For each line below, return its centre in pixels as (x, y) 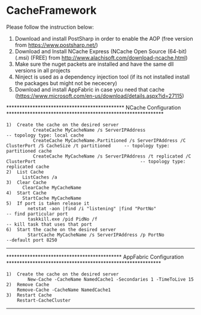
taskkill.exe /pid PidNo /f (63, 219)
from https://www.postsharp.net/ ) (57, 45)
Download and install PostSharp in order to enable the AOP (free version (104, 38)
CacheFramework (51, 10)
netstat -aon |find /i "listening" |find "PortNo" (92, 208)
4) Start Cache (26, 193)
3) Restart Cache (29, 295)
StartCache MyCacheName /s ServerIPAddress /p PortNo (96, 235)
